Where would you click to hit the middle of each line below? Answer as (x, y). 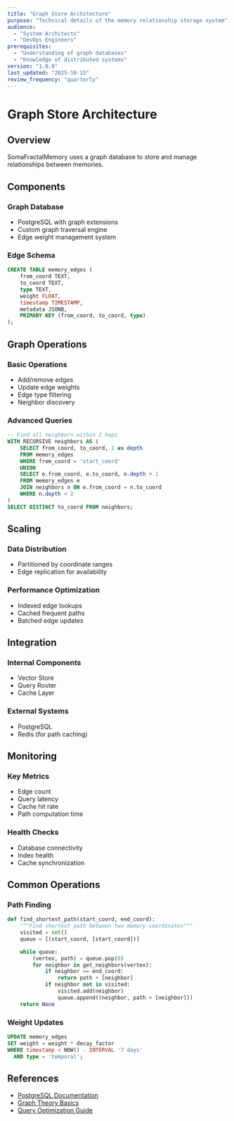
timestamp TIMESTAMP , (51, 303)
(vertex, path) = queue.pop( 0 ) (78, 958)
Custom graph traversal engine (62, 230)
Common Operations (54, 885)
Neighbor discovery (46, 402)
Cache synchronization (51, 862)
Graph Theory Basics (48, 1103)
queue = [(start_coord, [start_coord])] (80, 939)
